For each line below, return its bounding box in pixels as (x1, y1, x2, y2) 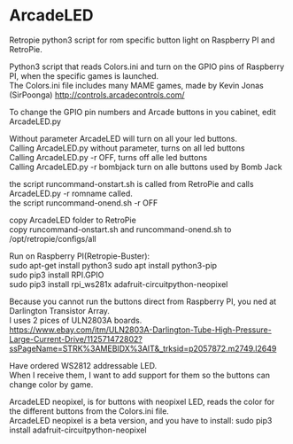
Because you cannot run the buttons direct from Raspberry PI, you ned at (9, 296, 277, 307)
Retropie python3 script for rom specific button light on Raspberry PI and (9, 35, 275, 45)
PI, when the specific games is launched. (9, 70, 159, 81)
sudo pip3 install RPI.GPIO (9, 269, 104, 280)
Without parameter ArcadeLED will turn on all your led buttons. (9, 133, 237, 144)
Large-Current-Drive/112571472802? (9, 333, 143, 344)
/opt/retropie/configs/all (9, 233, 96, 244)
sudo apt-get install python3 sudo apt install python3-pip (9, 260, 218, 270)
